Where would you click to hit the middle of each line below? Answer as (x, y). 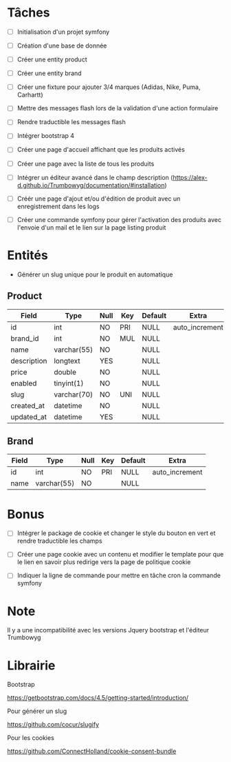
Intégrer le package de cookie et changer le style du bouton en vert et (116, 533)
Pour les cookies (31, 738)
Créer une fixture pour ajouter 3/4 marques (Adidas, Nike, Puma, (109, 87)
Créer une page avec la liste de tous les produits (86, 163)
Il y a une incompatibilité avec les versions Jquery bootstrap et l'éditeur (108, 630)
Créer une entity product (52, 59)
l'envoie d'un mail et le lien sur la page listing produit (91, 227)
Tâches (29, 13)
